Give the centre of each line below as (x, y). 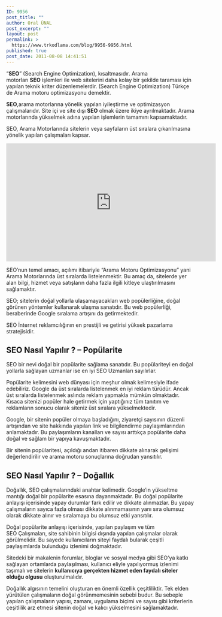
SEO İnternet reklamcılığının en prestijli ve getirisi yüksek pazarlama (90, 325)
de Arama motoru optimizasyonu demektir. (59, 92)
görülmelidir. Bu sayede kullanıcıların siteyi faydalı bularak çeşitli (85, 540)
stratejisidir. (20, 331)
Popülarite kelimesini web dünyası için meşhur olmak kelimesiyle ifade (92, 383)
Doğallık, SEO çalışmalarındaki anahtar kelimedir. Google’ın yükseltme (92, 490)
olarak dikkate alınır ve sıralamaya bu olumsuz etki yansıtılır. (80, 516)
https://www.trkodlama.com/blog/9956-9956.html (72, 46)
